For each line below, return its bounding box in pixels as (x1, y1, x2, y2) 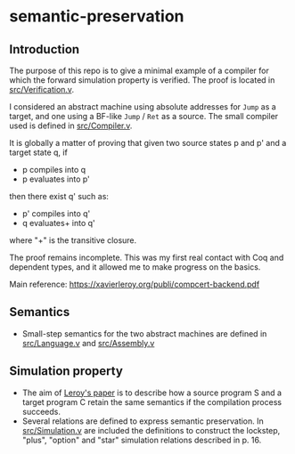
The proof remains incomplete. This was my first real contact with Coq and (9, 252, 284, 263)
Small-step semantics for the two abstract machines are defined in (21, 328, 267, 339)
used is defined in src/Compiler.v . (9, 120, 133, 131)
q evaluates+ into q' (21, 218, 95, 228)
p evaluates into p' (21, 174, 91, 184)
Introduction (9, 42, 80, 57)
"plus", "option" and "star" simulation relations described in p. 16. (21, 434, 262, 445)
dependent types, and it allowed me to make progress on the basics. (9, 262, 261, 272)
